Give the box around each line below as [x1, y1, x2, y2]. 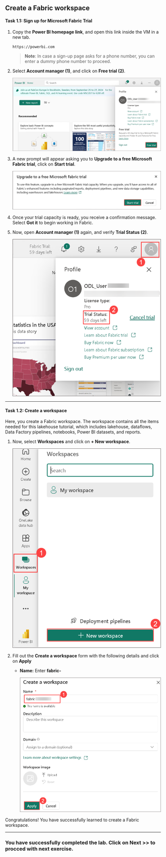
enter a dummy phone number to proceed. [24, 58, 111, 64]
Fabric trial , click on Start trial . [12, 161, 76, 167]
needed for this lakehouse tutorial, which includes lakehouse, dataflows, [5, 424, 152, 430]
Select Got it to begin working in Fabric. [12, 220, 93, 226]
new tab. [12, 34, 31, 40]
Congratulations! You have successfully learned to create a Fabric [5, 817, 139, 823]
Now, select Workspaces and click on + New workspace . [12, 438, 130, 445]
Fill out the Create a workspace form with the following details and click [12, 653, 160, 659]
